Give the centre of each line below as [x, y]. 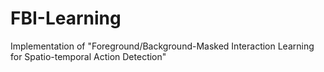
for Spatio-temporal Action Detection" [88, 56]
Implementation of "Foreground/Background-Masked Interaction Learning [162, 46]
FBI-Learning [66, 18]
